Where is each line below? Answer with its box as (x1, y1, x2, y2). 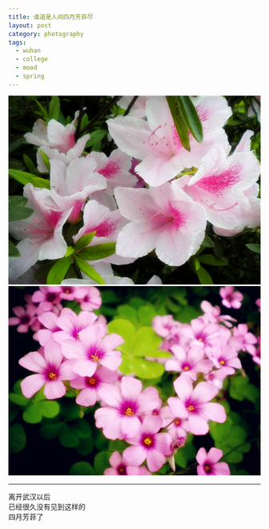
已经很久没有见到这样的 (8, 502, 86, 511)
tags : (8, 38, 26, 46)
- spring (15, 72, 45, 80)
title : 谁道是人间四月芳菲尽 (8, 13, 94, 21)
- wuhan (15, 46, 42, 55)
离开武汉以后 (8, 491, 50, 501)
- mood (15, 64, 38, 72)
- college (15, 55, 48, 63)
